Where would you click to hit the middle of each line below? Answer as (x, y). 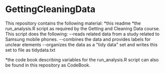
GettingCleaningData (50, 9)
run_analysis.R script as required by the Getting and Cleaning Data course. (83, 28)
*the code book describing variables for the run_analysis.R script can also (82, 59)
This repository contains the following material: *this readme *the (73, 23)
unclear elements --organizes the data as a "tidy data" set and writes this (81, 44)
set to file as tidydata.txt (30, 50)
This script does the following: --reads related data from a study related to (82, 34)
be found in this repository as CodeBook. (48, 65)
